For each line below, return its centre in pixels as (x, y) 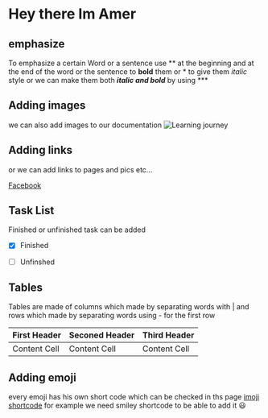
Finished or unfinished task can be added (77, 230)
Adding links (41, 150)
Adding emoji (42, 377)
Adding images (47, 106)
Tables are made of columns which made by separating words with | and (129, 307)
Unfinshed (37, 262)
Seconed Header (102, 335)
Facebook (25, 185)
